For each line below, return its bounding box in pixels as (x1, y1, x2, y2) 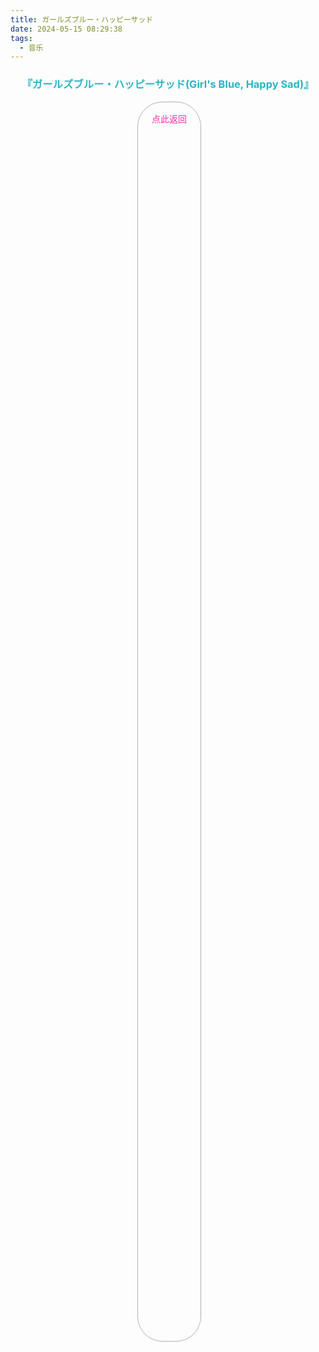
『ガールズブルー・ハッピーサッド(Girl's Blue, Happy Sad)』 (21, 77, 315, 91)
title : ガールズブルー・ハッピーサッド (10, 14, 154, 25)
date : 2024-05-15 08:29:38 (10, 24, 123, 34)
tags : (10, 33, 33, 43)
